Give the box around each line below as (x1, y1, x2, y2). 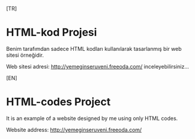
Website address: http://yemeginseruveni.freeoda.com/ (6, 126, 142, 133)
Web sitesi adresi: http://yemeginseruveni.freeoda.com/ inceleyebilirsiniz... (6, 63, 189, 70)
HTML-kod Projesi (6, 26, 97, 39)
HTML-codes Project (6, 95, 111, 109)
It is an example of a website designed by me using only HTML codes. (6, 115, 178, 122)
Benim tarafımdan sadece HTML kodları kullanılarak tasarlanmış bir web (6, 45, 182, 52)
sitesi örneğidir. (6, 51, 44, 59)
